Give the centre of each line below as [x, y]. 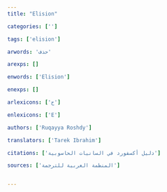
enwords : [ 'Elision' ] [39, 77]
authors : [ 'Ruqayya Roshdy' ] [50, 128]
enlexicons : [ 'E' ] [34, 115]
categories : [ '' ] [32, 26]
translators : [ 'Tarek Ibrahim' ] [54, 140]
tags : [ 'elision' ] [34, 39]
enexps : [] [23, 90]
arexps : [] [23, 64]
